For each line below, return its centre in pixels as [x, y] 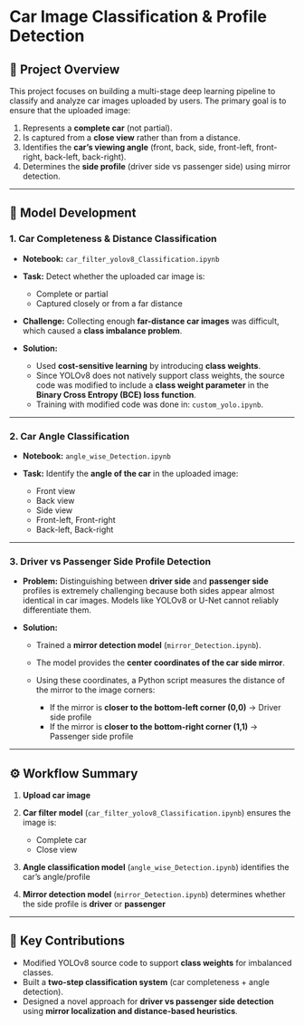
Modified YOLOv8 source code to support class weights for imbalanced [157, 962]
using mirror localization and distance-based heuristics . [130, 1010]
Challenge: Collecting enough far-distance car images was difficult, [151, 321]
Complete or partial [72, 294]
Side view [54, 510]
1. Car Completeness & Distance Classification [113, 239]
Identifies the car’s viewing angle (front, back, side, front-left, [138, 147]
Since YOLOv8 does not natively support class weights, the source [160, 375]
